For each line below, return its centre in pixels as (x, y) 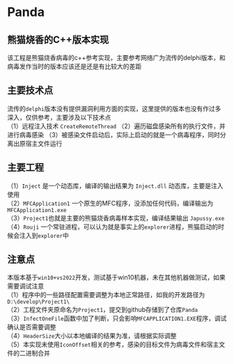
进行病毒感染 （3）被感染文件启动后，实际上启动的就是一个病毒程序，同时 (114, 135)
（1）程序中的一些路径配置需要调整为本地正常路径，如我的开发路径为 (106, 295)
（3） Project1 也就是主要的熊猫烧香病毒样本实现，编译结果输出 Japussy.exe (116, 218)
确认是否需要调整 (32, 327)
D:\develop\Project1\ (39, 302)
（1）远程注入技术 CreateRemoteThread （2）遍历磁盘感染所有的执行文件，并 (116, 126)
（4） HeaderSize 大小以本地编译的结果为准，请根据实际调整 (92, 336)
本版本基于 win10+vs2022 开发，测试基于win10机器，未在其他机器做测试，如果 (116, 278)
